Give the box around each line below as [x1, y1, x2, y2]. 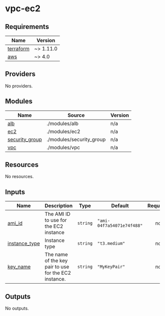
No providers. [5, 83, 33, 89]
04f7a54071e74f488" [97, 223, 143, 229]
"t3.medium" [97, 241, 125, 246]
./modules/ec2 [46, 128, 81, 135]
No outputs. [5, 305, 29, 312]
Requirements [5, 23, 49, 31]
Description [44, 202, 73, 209]
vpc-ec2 [5, 3, 41, 14]
